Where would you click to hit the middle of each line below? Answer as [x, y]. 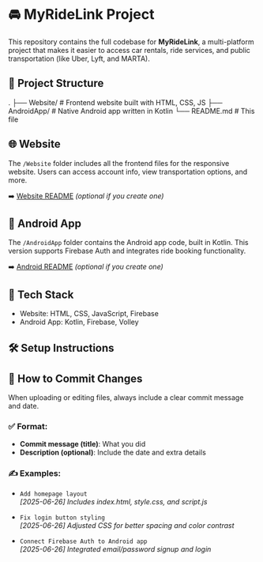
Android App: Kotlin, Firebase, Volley [79, 322]
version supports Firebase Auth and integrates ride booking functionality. [127, 251]
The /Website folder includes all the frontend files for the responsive [119, 163]
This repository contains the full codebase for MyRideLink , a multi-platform [131, 41]
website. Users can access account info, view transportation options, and [128, 172]
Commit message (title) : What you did [83, 443]
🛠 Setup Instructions [61, 348]
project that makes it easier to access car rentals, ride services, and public [130, 50]
